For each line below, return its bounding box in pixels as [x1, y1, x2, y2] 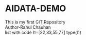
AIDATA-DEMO [5, 3, 67, 14]
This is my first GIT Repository [5, 19, 66, 25]
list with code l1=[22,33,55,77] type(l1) [5, 29, 82, 35]
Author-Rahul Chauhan [5, 24, 51, 30]
